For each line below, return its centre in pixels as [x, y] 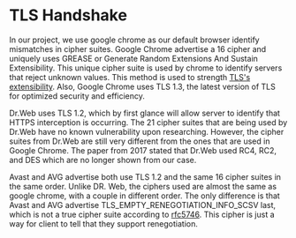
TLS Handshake [68, 15]
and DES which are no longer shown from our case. [103, 160]
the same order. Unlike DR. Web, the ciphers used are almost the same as [143, 186]
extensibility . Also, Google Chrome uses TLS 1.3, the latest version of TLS [142, 86]
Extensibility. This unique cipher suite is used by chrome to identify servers [146, 68]
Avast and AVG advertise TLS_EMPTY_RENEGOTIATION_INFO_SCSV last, [143, 205]
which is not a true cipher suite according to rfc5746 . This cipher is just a [142, 214]
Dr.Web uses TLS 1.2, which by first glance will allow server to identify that [145, 113]
